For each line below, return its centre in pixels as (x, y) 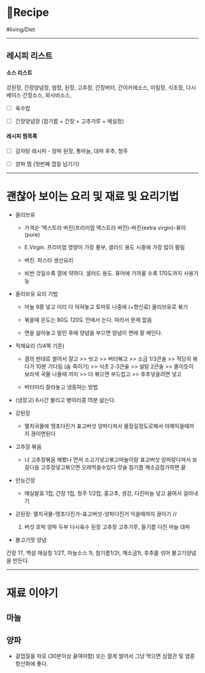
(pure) (32, 234)
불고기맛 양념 (31, 540)
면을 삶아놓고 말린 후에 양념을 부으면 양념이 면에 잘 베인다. (93, 333)
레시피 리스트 (30, 56)
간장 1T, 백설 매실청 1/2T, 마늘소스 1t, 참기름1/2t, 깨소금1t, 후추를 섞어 (88, 553)
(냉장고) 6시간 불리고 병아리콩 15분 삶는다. (65, 400)
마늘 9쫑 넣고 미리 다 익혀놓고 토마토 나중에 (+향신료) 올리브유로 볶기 (106, 307)
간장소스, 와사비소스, (47, 95)
